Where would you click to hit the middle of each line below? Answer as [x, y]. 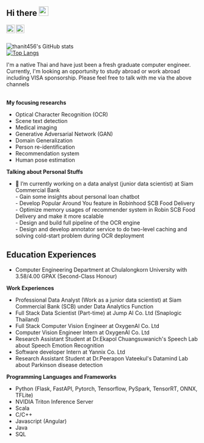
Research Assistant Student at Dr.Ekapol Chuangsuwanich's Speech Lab [107, 339]
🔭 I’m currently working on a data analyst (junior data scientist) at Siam [104, 184]
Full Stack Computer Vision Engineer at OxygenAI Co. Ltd [87, 326]
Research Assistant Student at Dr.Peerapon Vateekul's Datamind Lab [101, 358]
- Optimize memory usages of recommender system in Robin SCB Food [105, 209]
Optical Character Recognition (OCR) [62, 114]
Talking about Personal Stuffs [45, 171]
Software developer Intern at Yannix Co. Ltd [70, 352]
